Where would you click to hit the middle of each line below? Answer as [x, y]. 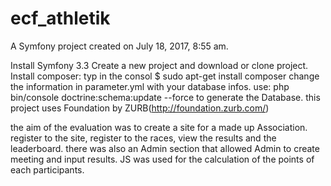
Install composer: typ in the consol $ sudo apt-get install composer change [165, 76]
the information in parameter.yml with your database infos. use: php [150, 86]
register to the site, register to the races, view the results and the [143, 138]
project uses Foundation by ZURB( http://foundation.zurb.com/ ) [140, 108]
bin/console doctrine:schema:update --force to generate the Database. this [165, 97]
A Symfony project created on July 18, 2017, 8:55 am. [119, 46]
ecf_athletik [60, 18]
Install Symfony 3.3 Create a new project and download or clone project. [159, 65]
